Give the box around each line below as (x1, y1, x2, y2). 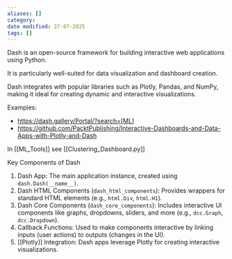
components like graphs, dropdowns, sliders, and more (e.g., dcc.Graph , (17, 208, 224, 217)
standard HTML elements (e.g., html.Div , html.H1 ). (17, 194, 163, 202)
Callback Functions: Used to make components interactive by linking (17, 223, 214, 232)
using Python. (7, 56, 47, 64)
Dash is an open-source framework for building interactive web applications (7, 48, 225, 57)
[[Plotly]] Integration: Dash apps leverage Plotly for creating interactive (17, 238, 220, 247)
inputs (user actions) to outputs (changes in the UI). (17, 231, 165, 239)
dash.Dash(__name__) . (17, 179, 78, 188)
